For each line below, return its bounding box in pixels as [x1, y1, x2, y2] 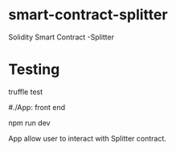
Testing [8, 60, 60, 79]
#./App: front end [8, 102, 66, 112]
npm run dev [8, 118, 51, 128]
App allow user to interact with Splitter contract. [8, 133, 167, 143]
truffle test [8, 87, 43, 96]
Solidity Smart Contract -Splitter [8, 32, 115, 42]
